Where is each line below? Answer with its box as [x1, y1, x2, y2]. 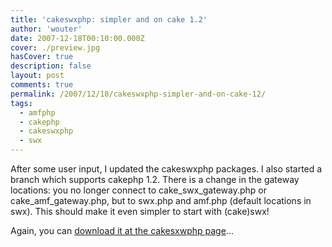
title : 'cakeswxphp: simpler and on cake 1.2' [10, 14, 208, 25]
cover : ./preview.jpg [10, 42, 101, 53]
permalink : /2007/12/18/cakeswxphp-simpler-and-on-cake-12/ [10, 89, 267, 99]
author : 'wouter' [10, 24, 83, 34]
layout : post [10, 71, 65, 81]
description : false [10, 61, 92, 71]
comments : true [10, 80, 74, 90]
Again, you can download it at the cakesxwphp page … [10, 225, 234, 236]
